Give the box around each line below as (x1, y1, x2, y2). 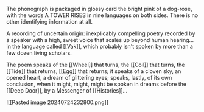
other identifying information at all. (6, 18, 93, 25)
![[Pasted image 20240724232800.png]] (6, 99, 108, 106)
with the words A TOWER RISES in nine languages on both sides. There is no (6, 12, 199, 19)
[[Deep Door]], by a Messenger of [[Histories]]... (6, 87, 128, 94)
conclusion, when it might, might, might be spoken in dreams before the (6, 80, 187, 88)
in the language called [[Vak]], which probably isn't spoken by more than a (6, 43, 194, 50)
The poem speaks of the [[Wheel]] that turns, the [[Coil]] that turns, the (6, 61, 185, 68)
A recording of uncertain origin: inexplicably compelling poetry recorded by (6, 30, 195, 37)
